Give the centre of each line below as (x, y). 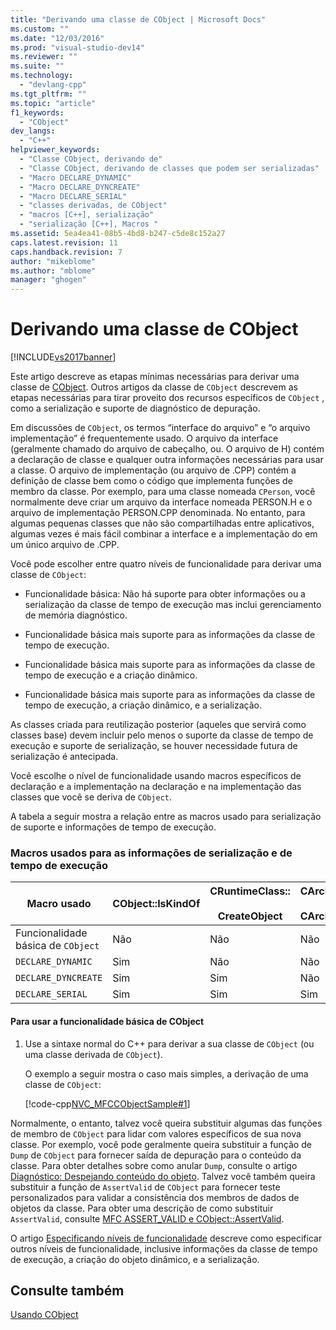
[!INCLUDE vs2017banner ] (63, 357)
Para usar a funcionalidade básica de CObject (107, 1021)
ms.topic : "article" (53, 103)
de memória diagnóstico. (76, 615)
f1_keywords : (37, 112)
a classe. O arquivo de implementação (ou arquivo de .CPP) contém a (153, 470)
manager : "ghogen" (48, 280)
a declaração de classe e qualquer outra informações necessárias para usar (167, 460)
